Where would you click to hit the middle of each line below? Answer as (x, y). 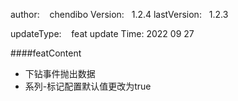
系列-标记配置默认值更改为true (88, 86)
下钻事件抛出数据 (60, 73)
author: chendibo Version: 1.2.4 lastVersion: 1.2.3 (119, 14)
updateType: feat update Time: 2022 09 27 (102, 33)
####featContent (46, 53)
